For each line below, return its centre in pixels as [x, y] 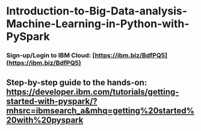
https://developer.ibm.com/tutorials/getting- [93, 92]
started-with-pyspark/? [52, 101]
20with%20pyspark [45, 120]
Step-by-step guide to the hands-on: [77, 82]
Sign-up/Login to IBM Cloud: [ [51, 55]
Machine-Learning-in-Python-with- [98, 24]
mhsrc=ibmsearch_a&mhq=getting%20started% [100, 110]
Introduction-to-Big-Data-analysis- [97, 11]
